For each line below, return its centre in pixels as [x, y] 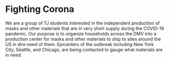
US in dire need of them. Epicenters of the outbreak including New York [79, 44]
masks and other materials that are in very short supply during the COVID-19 [85, 28]
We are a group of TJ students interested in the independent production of [82, 23]
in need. [14, 55]
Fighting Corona [40, 9]
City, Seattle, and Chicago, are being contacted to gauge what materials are [84, 49]
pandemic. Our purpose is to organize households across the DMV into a [81, 33]
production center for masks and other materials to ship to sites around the [83, 39]
